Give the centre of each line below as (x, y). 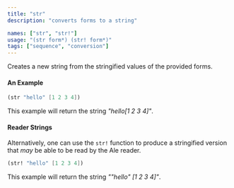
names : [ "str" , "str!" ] (42, 33)
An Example (25, 83)
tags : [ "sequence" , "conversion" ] (58, 47)
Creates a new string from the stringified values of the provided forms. (110, 66)
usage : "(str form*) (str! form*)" (60, 40)
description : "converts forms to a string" (72, 20)
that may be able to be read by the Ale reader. (74, 151)
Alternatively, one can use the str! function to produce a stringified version (117, 143)
